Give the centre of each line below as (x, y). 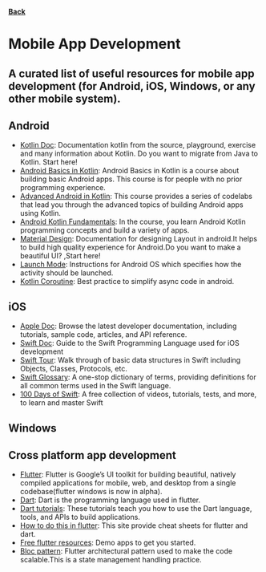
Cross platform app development (92, 455)
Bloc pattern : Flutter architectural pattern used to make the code (126, 551)
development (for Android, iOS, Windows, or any (132, 86)
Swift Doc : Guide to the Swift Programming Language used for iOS (129, 343)
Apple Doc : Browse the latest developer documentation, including (128, 326)
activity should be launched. (66, 273)
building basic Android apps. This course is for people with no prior (131, 179)
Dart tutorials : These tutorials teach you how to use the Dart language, (136, 509)
